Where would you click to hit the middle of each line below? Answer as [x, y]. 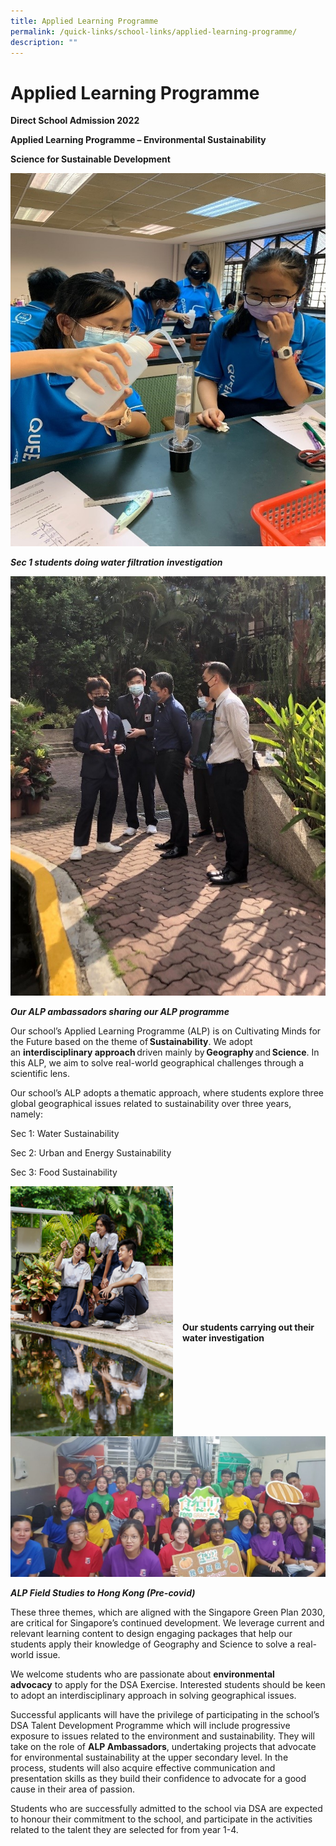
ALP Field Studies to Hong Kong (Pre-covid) [103, 1593]
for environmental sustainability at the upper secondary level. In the [149, 1757]
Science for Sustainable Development [90, 159]
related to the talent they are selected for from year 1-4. [124, 1830]
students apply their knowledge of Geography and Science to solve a [153, 1644]
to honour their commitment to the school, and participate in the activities [161, 1819]
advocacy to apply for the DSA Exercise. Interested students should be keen [168, 1685]
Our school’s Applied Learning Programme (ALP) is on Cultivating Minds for [166, 1031]
